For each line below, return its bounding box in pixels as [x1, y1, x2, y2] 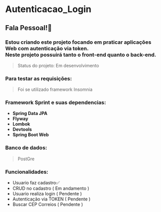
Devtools [12, 127, 32, 133]
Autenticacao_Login [5, 4, 92, 15]
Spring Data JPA [12, 111, 48, 117]
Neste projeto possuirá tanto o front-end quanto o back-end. [5, 51, 156, 58]
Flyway [12, 116, 29, 122]
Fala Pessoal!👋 [5, 24, 52, 32]
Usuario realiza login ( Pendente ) [12, 191, 82, 197]
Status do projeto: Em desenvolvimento [17, 62, 99, 68]
